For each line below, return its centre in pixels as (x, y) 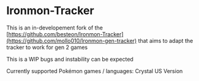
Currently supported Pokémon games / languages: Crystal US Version (95, 71)
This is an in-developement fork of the (54, 28)
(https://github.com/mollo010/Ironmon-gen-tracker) (72, 40)
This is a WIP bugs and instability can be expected (70, 59)
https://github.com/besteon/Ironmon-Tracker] (66, 34)
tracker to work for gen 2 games (47, 47)
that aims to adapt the (166, 40)
